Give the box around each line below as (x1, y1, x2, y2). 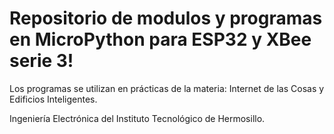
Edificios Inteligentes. (9, 93, 98, 105)
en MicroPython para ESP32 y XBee (9, 28, 312, 51)
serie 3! (9, 50, 74, 72)
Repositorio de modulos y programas (9, 7, 323, 30)
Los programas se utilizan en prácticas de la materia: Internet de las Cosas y (9, 82, 325, 94)
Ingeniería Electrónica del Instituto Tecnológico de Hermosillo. (9, 112, 266, 124)
